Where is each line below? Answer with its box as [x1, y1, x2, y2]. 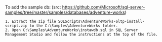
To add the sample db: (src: [5, 4, 61, 10]
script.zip [5, 23, 28, 28]
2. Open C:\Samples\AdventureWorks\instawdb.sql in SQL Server [5, 28, 138, 33]
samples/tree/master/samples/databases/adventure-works [5, 9, 125, 15]
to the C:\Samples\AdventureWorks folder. [29, 23, 119, 28]
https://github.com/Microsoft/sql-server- [62, 4, 145, 10]
